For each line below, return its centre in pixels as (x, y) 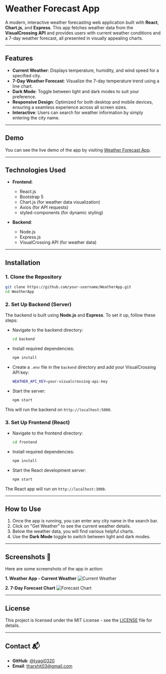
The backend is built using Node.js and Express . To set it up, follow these (80, 315)
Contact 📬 (22, 646)
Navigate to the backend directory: (48, 330)
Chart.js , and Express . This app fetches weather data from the (69, 27)
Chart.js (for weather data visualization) (60, 202)
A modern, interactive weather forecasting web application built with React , (82, 22)
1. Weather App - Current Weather (41, 578)
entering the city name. (36, 117)
